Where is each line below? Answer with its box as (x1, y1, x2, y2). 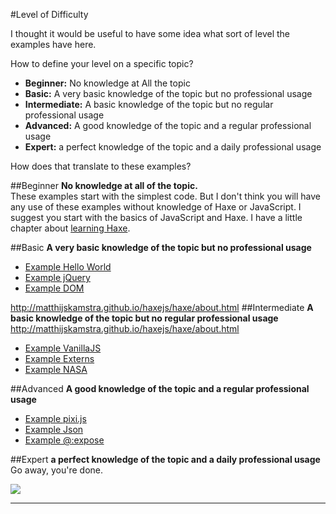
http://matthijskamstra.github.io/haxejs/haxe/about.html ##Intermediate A (10, 302, 314, 313)
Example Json (24, 424, 84, 435)
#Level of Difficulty (10, 9, 89, 20)
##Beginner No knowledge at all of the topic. (10, 180, 198, 191)
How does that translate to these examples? (10, 160, 192, 172)
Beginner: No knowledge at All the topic (24, 77, 191, 89)
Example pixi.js (24, 413, 87, 424)
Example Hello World (24, 261, 112, 273)
